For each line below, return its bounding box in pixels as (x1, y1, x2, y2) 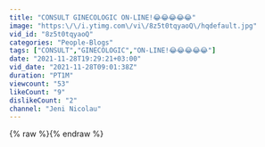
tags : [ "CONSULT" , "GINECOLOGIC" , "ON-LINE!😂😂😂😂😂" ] (9, 46, 217, 55)
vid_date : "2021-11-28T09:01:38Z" (9, 63, 138, 72)
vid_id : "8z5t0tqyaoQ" (9, 29, 94, 38)
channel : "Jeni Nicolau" (9, 104, 102, 113)
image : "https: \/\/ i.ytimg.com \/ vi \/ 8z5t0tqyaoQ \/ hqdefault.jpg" (9, 21, 257, 30)
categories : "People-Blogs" (9, 37, 114, 47)
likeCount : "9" (9, 87, 66, 96)
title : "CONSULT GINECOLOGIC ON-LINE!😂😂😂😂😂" (9, 12, 196, 22)
